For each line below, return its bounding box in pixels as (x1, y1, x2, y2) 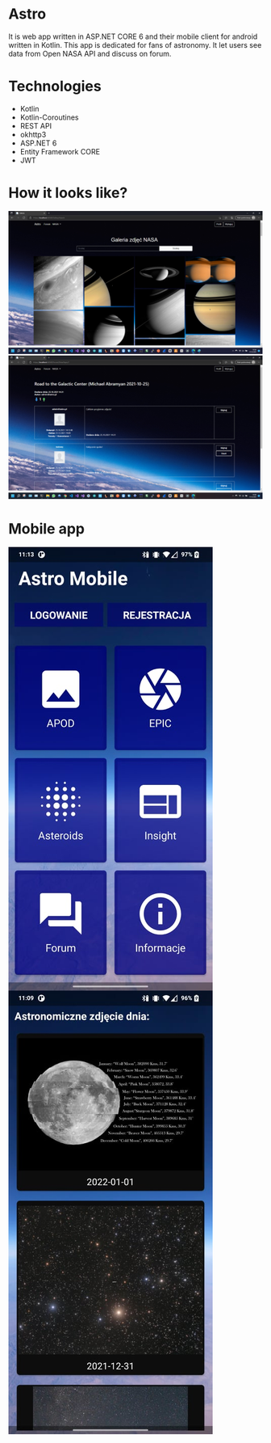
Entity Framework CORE (19, 146, 101, 156)
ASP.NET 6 (19, 138, 57, 148)
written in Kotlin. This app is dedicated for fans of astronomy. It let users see (8, 40, 262, 49)
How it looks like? (8, 184, 128, 202)
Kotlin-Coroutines (19, 112, 79, 122)
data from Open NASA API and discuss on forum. (8, 49, 172, 58)
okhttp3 (19, 129, 47, 139)
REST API (19, 120, 52, 130)
